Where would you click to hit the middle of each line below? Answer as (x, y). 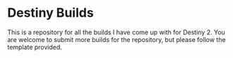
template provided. (35, 47)
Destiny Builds (50, 13)
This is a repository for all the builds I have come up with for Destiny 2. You (116, 32)
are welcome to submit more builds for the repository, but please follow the (116, 39)
